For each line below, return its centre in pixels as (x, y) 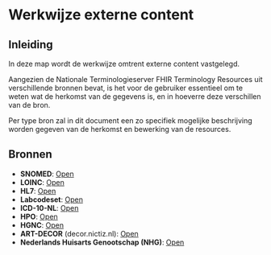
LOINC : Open (42, 182)
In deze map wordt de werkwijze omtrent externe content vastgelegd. (124, 64)
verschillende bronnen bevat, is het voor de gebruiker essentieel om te (126, 88)
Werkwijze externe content (101, 15)
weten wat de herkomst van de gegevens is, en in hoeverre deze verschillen (135, 97)
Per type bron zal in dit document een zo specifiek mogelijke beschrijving (130, 121)
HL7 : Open (38, 191)
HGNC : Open (42, 225)
